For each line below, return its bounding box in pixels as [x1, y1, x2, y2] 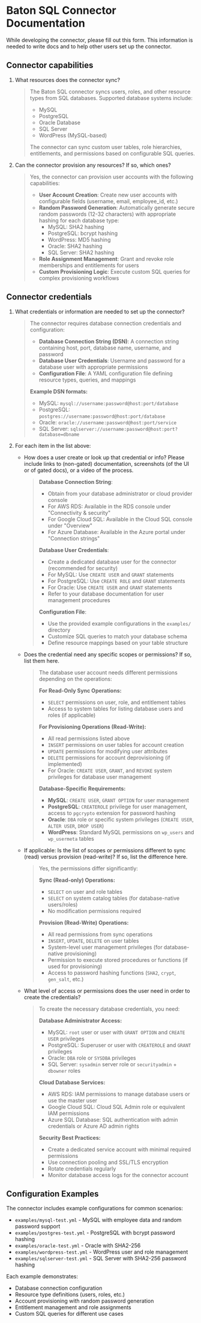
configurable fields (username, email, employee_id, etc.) [38, 197, 178, 205]
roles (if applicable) [47, 711, 96, 718]
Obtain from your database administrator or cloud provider [47, 489, 193, 497]
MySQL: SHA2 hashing [47, 223, 104, 230]
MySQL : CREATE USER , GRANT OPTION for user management [47, 796, 190, 803]
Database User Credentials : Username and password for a [38, 357, 185, 364]
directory [47, 626, 71, 633]
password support [14, 1223, 61, 1230]
